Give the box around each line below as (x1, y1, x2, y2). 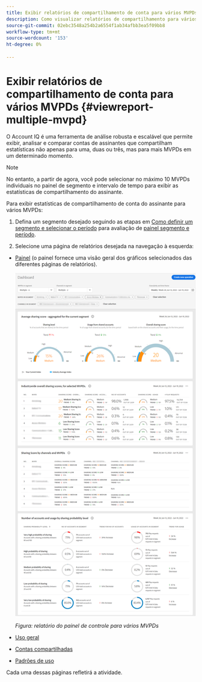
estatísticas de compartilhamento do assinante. (6, 188, 124, 195)
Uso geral (14, 634, 40, 641)
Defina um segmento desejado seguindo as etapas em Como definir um (14, 217, 194, 225)
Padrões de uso (14, 657, 54, 665)
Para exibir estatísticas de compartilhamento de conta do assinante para (6, 199, 186, 207)
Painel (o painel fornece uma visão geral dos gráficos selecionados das (14, 254, 192, 261)
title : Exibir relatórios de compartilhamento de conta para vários (6, 10, 182, 16)
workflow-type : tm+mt (6, 29, 61, 35)
